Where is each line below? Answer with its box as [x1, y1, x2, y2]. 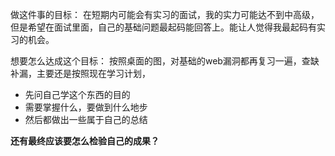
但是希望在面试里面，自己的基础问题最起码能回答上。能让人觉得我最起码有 [10, 21, 317, 33]
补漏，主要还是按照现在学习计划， [10, 68, 151, 79]
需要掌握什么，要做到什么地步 [24, 101, 148, 113]
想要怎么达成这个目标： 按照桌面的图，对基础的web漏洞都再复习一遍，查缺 [10, 55, 320, 67]
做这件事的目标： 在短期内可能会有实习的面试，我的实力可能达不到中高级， [10, 9, 320, 20]
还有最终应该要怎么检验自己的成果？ [10, 135, 160, 147]
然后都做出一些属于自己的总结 [24, 114, 148, 125]
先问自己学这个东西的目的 [24, 89, 131, 100]
